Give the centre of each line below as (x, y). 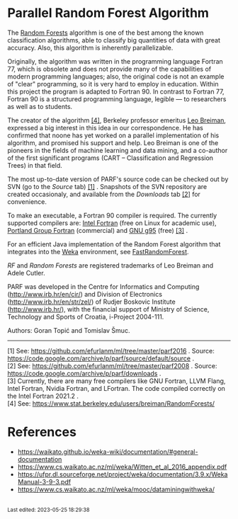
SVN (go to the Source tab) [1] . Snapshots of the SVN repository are (107, 186)
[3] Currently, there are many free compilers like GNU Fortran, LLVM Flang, (117, 381)
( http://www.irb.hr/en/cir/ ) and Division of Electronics (85, 294)
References (42, 432)
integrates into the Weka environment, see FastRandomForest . (98, 251)
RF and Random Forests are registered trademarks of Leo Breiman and (110, 265)
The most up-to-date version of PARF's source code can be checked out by (118, 179)
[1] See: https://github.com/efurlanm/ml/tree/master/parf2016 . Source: (111, 350)
